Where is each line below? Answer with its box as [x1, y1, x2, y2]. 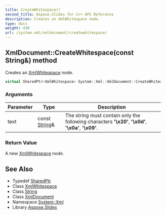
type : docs [5, 21, 28, 26]
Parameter [7, 104, 33, 110]
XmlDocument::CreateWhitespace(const [5, 49, 134, 57]
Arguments [5, 91, 33, 98]
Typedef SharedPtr [12, 178, 51, 184]
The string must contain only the [65, 112, 141, 119]
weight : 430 [5, 26, 30, 31]
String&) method [5, 56, 57, 65]
